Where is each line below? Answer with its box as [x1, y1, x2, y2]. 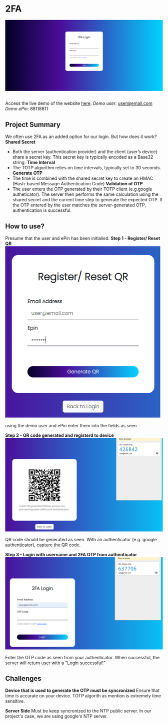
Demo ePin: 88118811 [5, 106, 48, 112]
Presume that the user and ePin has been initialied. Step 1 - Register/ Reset [5, 235, 160, 241]
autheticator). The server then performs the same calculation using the [12, 191, 159, 197]
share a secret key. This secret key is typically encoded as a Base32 [12, 154, 153, 160]
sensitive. [5, 698, 25, 704]
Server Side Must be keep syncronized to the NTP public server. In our [5, 708, 151, 714]
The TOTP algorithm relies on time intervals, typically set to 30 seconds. [12, 165, 161, 171]
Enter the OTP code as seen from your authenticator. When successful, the [5, 654, 160, 660]
